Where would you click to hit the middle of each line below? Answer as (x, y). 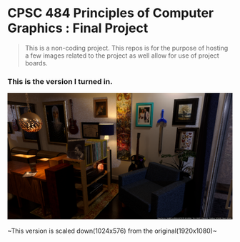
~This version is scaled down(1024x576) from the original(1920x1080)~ (112, 231)
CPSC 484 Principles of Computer (111, 13)
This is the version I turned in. (60, 81)
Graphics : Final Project (78, 28)
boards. (36, 63)
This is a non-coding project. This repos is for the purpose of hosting (126, 48)
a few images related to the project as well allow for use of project (122, 56)
